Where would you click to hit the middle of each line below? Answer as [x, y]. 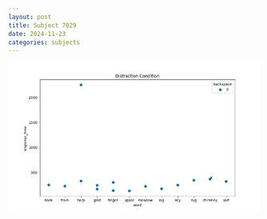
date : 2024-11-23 [37, 34]
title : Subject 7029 [43, 25]
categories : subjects [44, 42]
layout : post [30, 17]
